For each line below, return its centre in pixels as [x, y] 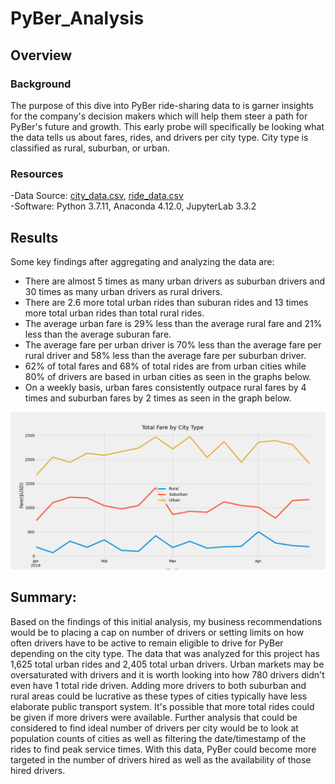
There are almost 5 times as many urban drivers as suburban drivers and [175, 281]
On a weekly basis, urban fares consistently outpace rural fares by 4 [165, 387]
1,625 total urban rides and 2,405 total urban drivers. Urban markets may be [167, 664]
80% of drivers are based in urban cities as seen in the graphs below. [168, 376]
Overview [41, 55]
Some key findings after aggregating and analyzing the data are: [142, 261]
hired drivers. [38, 770]
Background [41, 84]
